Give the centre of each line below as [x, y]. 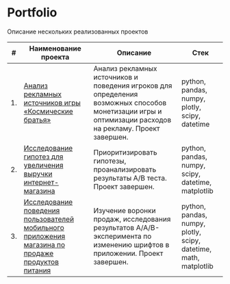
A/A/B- [148, 227]
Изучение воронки [125, 210]
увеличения [43, 165]
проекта [55, 57]
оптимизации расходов [132, 120]
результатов [114, 227]
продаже [39, 253]
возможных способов [130, 103]
